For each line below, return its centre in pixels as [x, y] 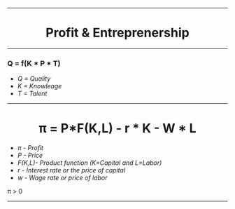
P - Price [30, 156]
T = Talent [32, 94]
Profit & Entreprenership [117, 33]
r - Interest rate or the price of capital [71, 170]
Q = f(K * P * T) [34, 63]
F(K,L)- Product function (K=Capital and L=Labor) [90, 163]
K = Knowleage [40, 86]
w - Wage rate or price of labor [62, 178]
